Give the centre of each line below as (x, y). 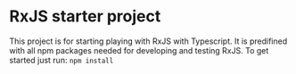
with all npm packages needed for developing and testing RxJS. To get (139, 50)
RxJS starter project (85, 16)
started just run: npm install (62, 60)
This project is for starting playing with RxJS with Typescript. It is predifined (148, 41)
